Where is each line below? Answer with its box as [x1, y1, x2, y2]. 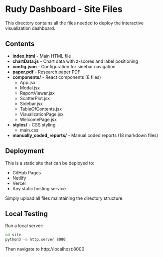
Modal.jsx [19, 85, 40, 91]
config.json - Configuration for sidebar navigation [12, 63, 116, 69]
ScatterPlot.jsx [19, 95, 50, 101]
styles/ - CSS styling [12, 122, 56, 128]
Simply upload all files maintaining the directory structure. [5, 195, 124, 201]
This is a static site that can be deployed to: [5, 160, 95, 166]
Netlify [12, 175, 26, 181]
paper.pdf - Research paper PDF [12, 69, 81, 75]
